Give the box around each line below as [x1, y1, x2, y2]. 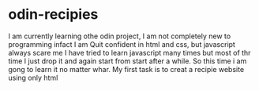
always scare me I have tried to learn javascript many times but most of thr [8, 48, 251, 57]
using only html [8, 73, 58, 82]
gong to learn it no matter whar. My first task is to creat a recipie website [8, 64, 245, 74]
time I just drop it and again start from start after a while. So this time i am [8, 56, 247, 66]
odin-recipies [8, 5, 99, 23]
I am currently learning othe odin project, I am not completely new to [8, 31, 231, 41]
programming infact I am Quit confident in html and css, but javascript [8, 39, 235, 49]
